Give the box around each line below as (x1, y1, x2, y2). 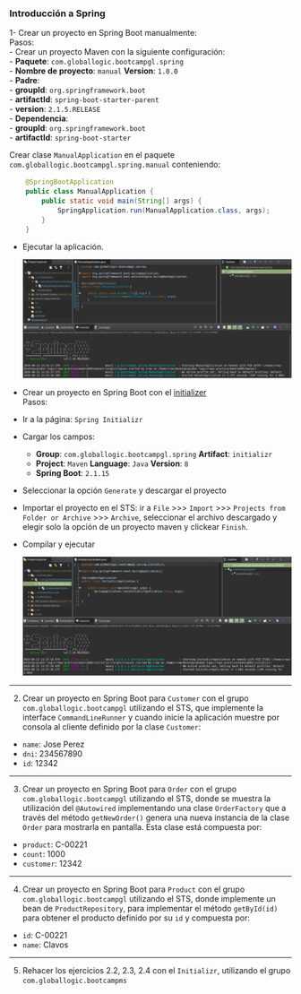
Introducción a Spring (9, 7, 106, 20)
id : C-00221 (21, 930, 68, 941)
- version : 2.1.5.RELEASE (9, 104, 101, 115)
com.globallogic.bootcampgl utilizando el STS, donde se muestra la (21, 793, 271, 804)
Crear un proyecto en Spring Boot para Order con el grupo (21, 783, 237, 795)
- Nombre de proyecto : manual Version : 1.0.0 (9, 65, 178, 76)
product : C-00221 (21, 839, 88, 850)
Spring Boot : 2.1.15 (35, 467, 110, 478)
